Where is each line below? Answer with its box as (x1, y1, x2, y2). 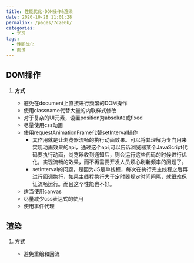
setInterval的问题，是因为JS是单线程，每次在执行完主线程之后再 (32, 165, 188, 172)
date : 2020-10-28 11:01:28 (6, 14, 72, 20)
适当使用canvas (23, 188, 62, 195)
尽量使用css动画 (23, 121, 63, 128)
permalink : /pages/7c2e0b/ (6, 19, 72, 25)
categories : (6, 25, 35, 31)
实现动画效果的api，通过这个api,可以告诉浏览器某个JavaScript (32, 144, 183, 151)
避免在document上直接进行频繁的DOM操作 (23, 99, 128, 106)
